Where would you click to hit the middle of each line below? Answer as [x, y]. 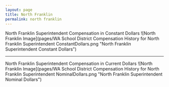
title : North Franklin [29, 14]
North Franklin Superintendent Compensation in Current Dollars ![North [79, 63]
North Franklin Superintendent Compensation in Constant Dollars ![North [80, 33]
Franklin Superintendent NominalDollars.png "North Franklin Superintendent [84, 74]
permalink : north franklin [33, 19]
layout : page [19, 10]
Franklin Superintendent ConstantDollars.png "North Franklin [68, 44]
